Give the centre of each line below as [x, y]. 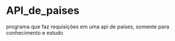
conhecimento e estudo [35, 32]
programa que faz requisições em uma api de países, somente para [88, 27]
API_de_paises [43, 11]
